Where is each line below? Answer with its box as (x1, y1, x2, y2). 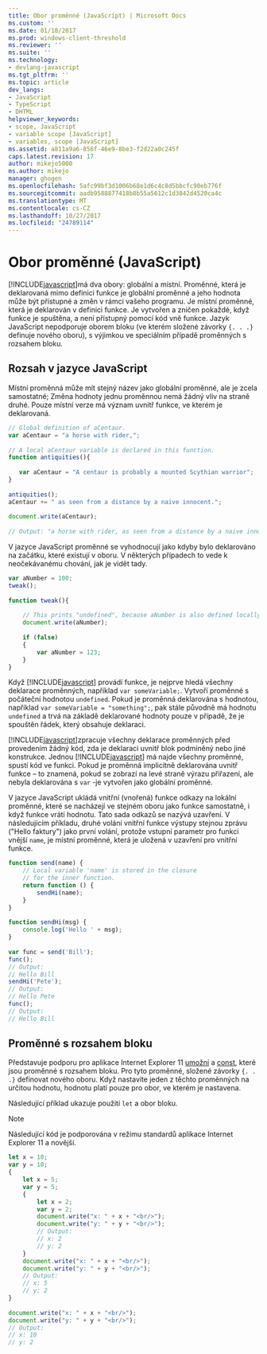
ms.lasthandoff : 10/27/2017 (8, 212, 102, 220)
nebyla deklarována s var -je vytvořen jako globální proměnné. (8, 777, 213, 787)
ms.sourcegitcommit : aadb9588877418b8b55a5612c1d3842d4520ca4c (8, 189, 222, 198)
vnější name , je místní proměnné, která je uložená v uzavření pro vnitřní (8, 835, 238, 845)
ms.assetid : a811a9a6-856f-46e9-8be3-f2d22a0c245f (8, 145, 180, 153)
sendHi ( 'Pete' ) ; (8, 977, 62, 986)
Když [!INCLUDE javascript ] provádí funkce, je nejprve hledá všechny (8, 678, 234, 687)
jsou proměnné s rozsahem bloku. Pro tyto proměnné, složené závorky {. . (8, 1066, 257, 1076)
